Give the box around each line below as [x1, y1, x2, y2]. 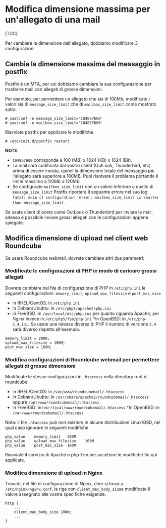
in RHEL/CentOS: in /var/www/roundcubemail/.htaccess [12, 389, 124, 395]
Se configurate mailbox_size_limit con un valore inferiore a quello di [12, 183, 154, 190]
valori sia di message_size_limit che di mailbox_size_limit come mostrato [5, 101, 157, 107]
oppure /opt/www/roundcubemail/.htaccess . [12, 399, 101, 405]
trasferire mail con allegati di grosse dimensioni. [5, 86, 103, 92]
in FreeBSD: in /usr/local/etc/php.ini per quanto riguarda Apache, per [12, 310, 160, 317]
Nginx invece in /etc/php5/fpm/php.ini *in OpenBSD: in [12, 316, 126, 321]
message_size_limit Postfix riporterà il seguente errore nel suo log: [12, 189, 149, 195]
